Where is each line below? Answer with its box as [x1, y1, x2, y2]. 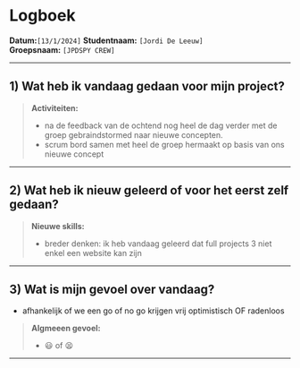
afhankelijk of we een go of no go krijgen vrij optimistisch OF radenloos [21, 305, 285, 316]
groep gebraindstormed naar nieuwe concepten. [44, 129, 223, 140]
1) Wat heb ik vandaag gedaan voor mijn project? [9, 79, 286, 94]
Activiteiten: [30, 102, 79, 113]
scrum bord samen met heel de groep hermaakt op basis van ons [44, 139, 285, 150]
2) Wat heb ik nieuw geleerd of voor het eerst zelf [9, 183, 289, 198]
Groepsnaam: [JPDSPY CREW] [9, 44, 115, 55]
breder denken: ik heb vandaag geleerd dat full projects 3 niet [44, 238, 272, 249]
